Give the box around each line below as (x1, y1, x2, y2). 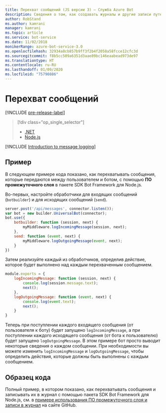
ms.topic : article (5, 30, 43, 35)
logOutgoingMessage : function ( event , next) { (14, 295, 112, 299)
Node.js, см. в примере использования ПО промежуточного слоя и (5, 397, 148, 403)
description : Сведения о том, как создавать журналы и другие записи (5, 12, 152, 17)
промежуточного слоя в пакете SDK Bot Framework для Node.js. (5, 181, 142, 187)
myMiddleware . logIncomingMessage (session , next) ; (23, 225, 127, 230)
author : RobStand (5, 16, 41, 21)
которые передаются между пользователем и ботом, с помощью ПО (5, 177, 152, 182)
